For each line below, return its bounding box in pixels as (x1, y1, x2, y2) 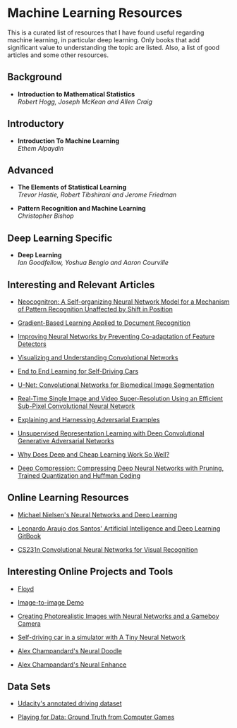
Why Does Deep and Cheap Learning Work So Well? (17, 450, 170, 459)
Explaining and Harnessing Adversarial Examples (17, 416, 160, 424)
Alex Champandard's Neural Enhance (17, 660, 127, 669)
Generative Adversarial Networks (17, 437, 114, 445)
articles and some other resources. (7, 51, 109, 59)
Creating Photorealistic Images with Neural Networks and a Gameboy (17, 612, 220, 620)
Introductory (7, 118, 65, 130)
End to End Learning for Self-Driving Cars (17, 367, 139, 375)
